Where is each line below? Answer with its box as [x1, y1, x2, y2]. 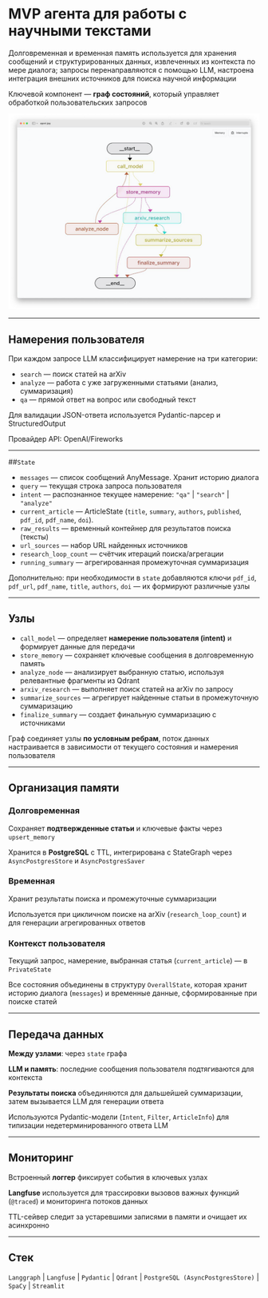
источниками [19, 718, 65, 728]
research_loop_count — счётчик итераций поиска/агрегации [19, 549, 224, 559]
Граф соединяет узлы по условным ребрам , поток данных [8, 733, 210, 743]
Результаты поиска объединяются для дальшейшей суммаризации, [8, 1088, 243, 1098]
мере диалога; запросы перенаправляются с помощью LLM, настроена [8, 65, 254, 74]
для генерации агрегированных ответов [8, 918, 146, 927]
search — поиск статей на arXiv [19, 369, 127, 379]
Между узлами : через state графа [8, 1048, 128, 1058]
